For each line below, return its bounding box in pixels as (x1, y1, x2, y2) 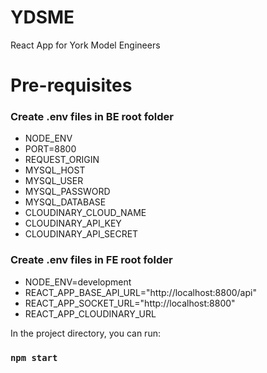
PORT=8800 (24, 143, 77, 155)
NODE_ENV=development (24, 276, 132, 288)
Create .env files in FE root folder (10, 253, 173, 267)
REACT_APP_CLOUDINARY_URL (24, 307, 157, 320)
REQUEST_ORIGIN (24, 154, 100, 166)
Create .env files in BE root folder (10, 110, 174, 124)
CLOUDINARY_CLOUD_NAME (24, 207, 147, 219)
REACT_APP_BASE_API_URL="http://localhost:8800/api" (24, 286, 257, 298)
